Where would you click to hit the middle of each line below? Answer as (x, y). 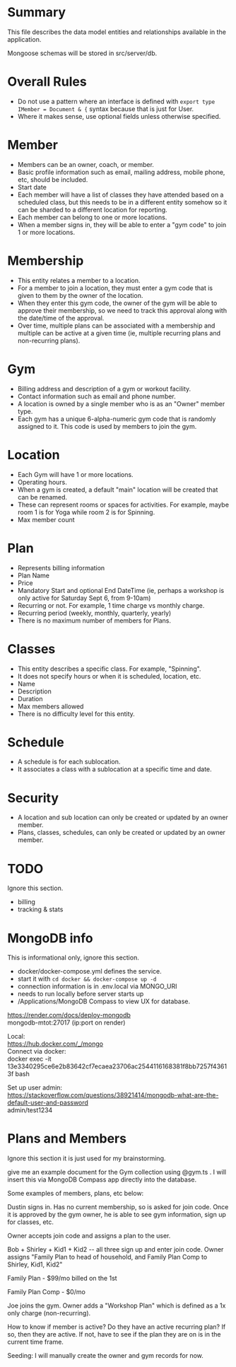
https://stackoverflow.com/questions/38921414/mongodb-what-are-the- (113, 1095)
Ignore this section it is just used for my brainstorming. (87, 1158)
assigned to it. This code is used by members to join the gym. (107, 426)
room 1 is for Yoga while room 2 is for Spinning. (86, 512)
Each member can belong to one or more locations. (92, 217)
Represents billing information (61, 567)
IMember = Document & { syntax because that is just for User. (106, 109)
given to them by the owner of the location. (80, 295)
